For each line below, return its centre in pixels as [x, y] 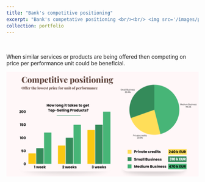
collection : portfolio [35, 26]
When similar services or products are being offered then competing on [96, 57]
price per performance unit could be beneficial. [66, 64]
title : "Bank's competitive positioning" [60, 13]
